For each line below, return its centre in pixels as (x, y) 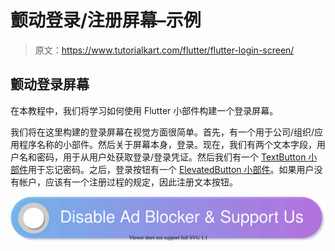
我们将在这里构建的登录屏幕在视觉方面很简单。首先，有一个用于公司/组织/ (162, 132)
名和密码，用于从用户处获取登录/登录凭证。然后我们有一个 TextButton (162, 157)
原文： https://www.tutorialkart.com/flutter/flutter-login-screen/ (164, 50)
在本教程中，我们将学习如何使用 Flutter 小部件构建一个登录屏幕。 (144, 110)
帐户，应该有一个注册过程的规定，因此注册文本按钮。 (128, 182)
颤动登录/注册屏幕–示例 (106, 20)
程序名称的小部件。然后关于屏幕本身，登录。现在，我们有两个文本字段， (167, 144)
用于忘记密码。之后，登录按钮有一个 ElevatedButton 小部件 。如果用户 (171, 169)
